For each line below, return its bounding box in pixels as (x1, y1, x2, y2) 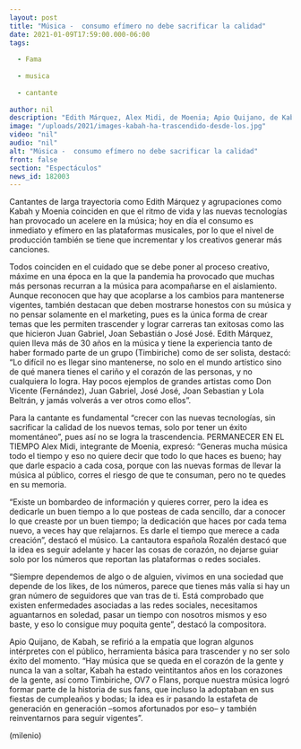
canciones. (9, 244, 50, 255)
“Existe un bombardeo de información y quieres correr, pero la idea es (9, 497, 269, 507)
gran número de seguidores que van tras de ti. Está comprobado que (9, 590, 264, 602)
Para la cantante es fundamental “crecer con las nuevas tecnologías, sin (9, 412, 276, 423)
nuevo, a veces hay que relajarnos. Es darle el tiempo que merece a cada (9, 525, 280, 536)
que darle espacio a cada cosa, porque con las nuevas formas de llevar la (9, 460, 282, 471)
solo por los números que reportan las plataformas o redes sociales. (9, 554, 262, 565)
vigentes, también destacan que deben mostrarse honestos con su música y (9, 300, 292, 311)
